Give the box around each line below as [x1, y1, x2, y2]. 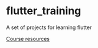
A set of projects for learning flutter [6, 24, 92, 31]
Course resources [6, 35, 50, 42]
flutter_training [6, 4, 81, 18]
